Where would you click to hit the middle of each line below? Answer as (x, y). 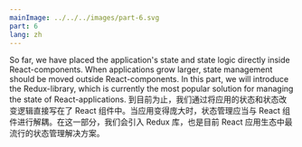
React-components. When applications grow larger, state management (141, 69)
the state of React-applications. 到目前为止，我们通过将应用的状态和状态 (144, 99)
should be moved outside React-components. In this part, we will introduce (149, 79)
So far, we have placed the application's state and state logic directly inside (150, 60)
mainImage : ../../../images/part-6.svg (85, 18)
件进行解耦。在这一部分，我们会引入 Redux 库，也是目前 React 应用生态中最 (151, 122)
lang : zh (26, 34)
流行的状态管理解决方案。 (57, 133)
